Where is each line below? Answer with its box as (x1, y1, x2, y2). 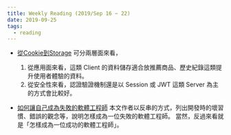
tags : (7, 23, 23, 29)
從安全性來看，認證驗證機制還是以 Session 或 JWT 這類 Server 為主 (27, 80, 219, 89)
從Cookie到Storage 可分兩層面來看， (16, 49, 122, 57)
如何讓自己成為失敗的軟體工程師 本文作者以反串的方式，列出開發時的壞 (16, 103, 218, 112)
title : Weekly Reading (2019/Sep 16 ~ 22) (7, 10, 131, 17)
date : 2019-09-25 (7, 16, 57, 23)
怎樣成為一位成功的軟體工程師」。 (29, 121, 123, 129)
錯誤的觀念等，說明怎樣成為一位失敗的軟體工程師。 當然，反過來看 (29, 112, 218, 121)
